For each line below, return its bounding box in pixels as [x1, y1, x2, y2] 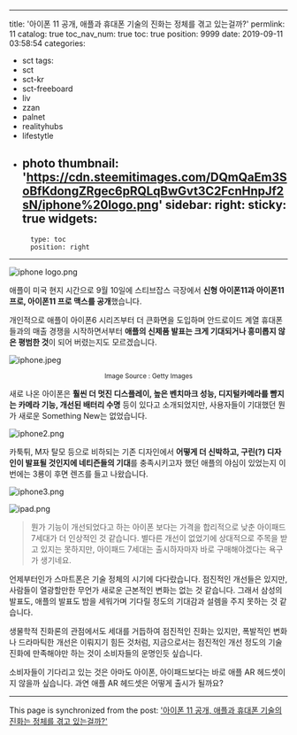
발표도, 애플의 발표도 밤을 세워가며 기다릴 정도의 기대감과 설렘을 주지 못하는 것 [9, 595, 278, 607]
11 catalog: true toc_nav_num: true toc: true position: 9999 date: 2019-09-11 [9, 28, 284, 39]
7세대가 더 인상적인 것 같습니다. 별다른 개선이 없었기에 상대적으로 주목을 [30, 532, 278, 543]
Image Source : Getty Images [104, 371, 193, 381]
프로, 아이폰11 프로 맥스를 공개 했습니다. [9, 296, 142, 306]
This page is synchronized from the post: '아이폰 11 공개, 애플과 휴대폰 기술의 [9, 705, 283, 716]
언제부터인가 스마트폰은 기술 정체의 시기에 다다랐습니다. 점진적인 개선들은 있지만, [9, 573, 288, 584]
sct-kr [21, 74, 44, 84]
